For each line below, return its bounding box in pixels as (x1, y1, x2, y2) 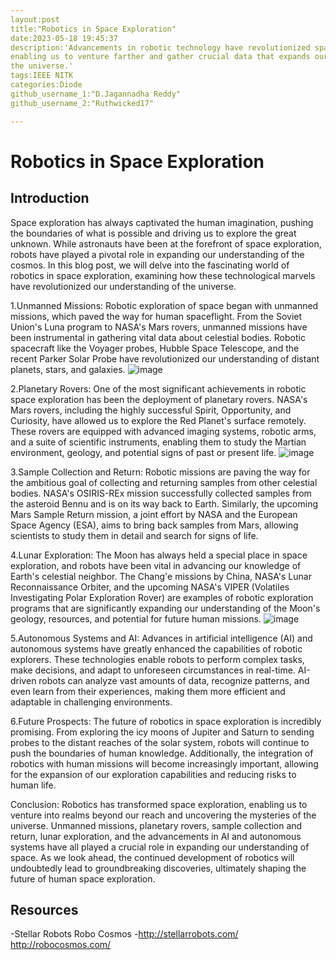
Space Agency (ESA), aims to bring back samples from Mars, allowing (10, 519, 299, 531)
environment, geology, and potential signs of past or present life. (10, 446, 277, 458)
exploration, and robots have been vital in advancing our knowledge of (10, 559, 302, 571)
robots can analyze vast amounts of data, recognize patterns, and (38, 674, 310, 686)
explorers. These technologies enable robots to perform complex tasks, (10, 653, 305, 665)
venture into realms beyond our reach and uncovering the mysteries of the (10, 809, 317, 821)
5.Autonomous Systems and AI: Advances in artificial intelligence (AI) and (10, 632, 313, 644)
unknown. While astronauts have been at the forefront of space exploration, (10, 237, 322, 250)
